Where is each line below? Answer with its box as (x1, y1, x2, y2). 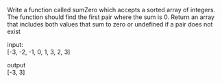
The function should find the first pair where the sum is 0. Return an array (7, 13, 214, 21)
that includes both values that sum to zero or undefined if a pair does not (7, 20, 213, 28)
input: (7, 41, 24, 48)
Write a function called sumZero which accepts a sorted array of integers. (7, 6, 216, 14)
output (7, 61, 26, 69)
